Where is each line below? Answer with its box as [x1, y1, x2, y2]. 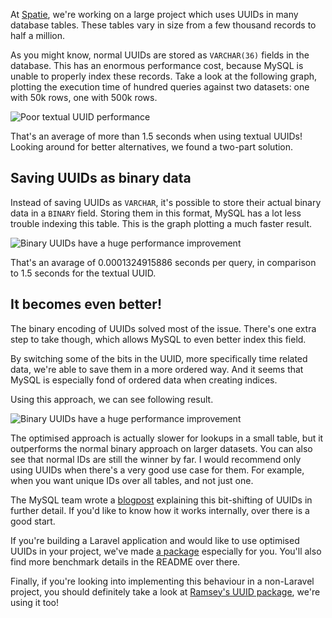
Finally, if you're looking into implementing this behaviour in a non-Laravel [10, 575, 315, 587]
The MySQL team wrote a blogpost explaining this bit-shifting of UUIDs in [10, 494, 313, 506]
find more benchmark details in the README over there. [10, 555, 241, 568]
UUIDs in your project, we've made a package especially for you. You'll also [10, 545, 322, 557]
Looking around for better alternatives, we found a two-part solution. [10, 141, 294, 153]
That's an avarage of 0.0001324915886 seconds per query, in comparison [10, 256, 317, 268]
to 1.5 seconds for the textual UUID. [10, 267, 157, 279]
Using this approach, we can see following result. [10, 393, 214, 405]
